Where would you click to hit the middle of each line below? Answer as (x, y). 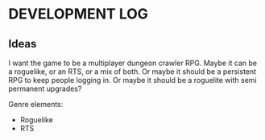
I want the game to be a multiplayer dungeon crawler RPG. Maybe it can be (133, 63)
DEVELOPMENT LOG (79, 14)
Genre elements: (36, 104)
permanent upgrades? (45, 89)
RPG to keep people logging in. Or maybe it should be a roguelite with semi (132, 80)
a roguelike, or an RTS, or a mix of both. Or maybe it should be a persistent (132, 72)
